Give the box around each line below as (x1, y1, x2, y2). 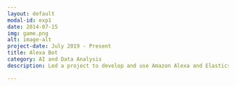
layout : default (7, 10, 55, 17)
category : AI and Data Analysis (7, 56, 102, 63)
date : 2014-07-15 (7, 23, 58, 30)
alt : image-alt (7, 36, 52, 43)
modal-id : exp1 (7, 17, 52, 24)
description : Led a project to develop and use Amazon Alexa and (7, 62, 202, 69)
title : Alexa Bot (7, 50, 58, 57)
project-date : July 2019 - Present (7, 43, 112, 50)
